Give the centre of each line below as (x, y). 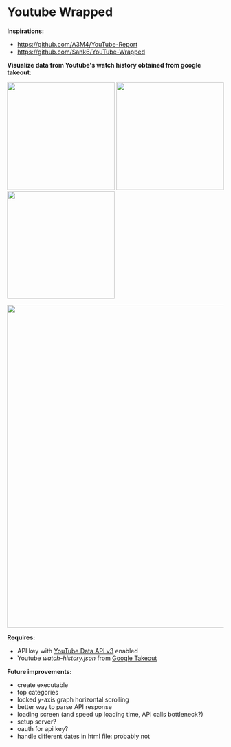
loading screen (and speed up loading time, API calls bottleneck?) (110, 714)
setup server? (36, 722)
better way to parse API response (64, 706)
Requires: (21, 637)
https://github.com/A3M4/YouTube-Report (77, 44)
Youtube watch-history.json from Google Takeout (87, 658)
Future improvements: (40, 671)
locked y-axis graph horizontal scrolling (73, 699)
